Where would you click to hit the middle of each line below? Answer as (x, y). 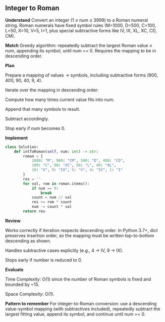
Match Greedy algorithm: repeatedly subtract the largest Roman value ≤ (79, 45)
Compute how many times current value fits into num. (60, 99)
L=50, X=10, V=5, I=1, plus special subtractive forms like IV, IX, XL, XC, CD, (81, 30)
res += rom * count (52, 202)
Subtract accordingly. (27, 119)
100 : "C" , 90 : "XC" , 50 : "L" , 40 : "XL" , (74, 165)
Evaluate (14, 270)
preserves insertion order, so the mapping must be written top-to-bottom (80, 235)
